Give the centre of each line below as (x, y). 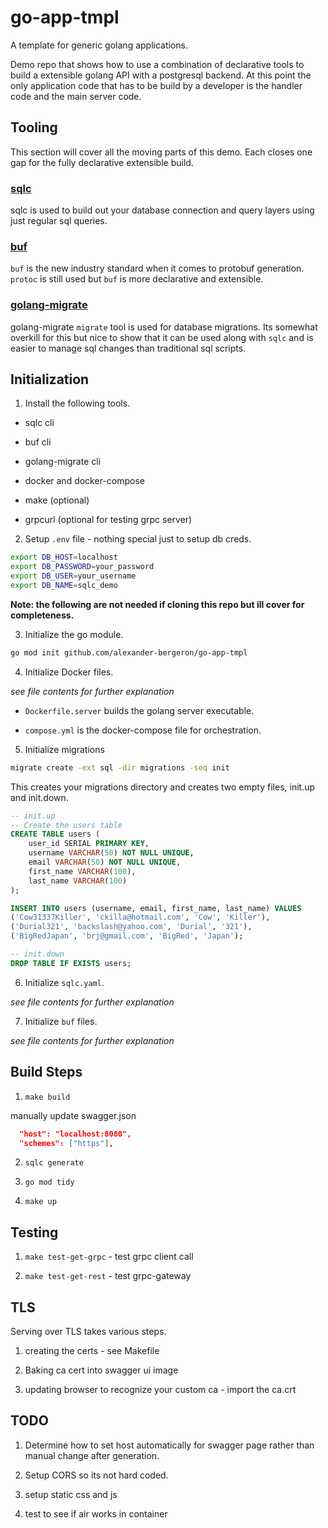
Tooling (34, 127)
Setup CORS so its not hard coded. (96, 1475)
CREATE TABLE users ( (55, 834)
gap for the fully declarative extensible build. (102, 162)
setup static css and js (71, 1494)
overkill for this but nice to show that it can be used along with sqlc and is (162, 337)
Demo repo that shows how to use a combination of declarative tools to (157, 64)
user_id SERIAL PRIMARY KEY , (89, 844)
